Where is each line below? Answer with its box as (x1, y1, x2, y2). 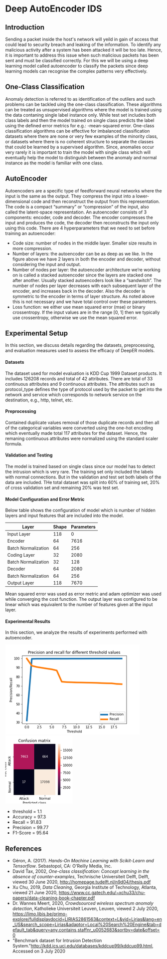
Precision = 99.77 (12, 825, 49, 831)
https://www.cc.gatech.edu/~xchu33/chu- (59, 890, 146, 896)
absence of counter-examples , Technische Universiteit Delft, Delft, (12, 874, 150, 880)
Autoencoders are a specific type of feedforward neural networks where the (5, 187, 162, 193)
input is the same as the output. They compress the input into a (5, 193, 135, 199)
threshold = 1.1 (12, 809, 42, 815)
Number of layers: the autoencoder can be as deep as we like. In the (12, 251, 153, 257)
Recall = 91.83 (12, 819, 42, 825)
